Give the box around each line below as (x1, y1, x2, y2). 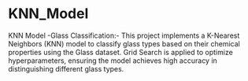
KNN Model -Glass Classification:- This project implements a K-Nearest (8, 31, 240, 40)
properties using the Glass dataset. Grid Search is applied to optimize (8, 47, 234, 57)
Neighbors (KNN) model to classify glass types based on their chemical (8, 39, 240, 48)
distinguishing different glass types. (8, 64, 124, 73)
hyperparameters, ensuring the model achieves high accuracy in (8, 56, 218, 65)
